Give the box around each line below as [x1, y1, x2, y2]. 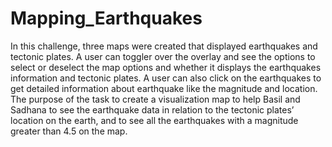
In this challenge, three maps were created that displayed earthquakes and [10, 40, 318, 52]
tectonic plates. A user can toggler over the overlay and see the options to [10, 50, 316, 62]
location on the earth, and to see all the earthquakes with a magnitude [10, 114, 299, 126]
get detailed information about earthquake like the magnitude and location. [10, 82, 318, 94]
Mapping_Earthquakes [10, 7, 203, 30]
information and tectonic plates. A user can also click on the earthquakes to [10, 72, 322, 84]
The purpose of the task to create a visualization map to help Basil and [10, 93, 301, 105]
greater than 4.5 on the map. [10, 125, 128, 137]
